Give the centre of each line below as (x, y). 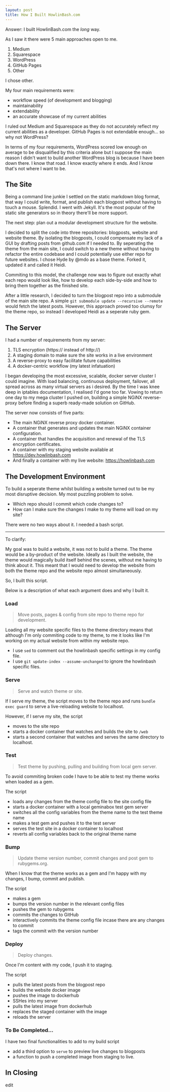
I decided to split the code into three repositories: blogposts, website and (81, 232)
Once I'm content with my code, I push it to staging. (59, 965)
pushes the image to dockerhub (46, 995)
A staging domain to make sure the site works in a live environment (82, 355)
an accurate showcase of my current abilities (59, 116)
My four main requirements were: (40, 90)
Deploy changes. (35, 955)
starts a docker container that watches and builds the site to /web (80, 731)
